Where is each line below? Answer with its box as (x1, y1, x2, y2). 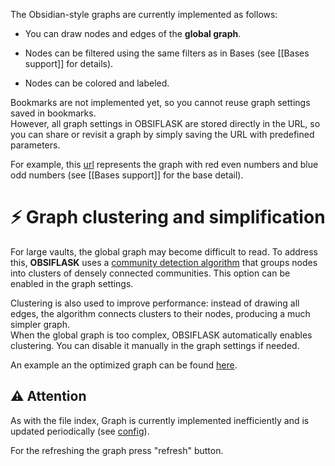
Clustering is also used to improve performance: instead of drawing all (10, 297, 300, 309)
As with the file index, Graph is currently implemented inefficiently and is (10, 414, 310, 426)
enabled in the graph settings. (10, 277, 134, 289)
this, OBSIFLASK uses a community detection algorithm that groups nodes (10, 256, 318, 268)
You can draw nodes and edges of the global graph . (24, 28, 242, 39)
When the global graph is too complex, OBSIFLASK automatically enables (10, 329, 313, 341)
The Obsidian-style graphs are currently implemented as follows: (10, 9, 278, 20)
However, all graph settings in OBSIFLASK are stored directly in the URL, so (10, 118, 321, 129)
